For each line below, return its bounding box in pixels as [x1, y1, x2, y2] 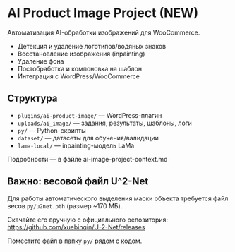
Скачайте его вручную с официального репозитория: [7, 215, 168, 224]
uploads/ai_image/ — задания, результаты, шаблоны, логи [17, 119, 193, 127]
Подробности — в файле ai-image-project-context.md [7, 155, 168, 163]
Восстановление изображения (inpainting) [17, 49, 145, 58]
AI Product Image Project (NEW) [7, 5, 199, 21]
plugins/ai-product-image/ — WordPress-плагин [17, 111, 162, 119]
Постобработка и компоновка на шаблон [17, 64, 143, 73]
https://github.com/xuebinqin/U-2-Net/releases [7, 222, 145, 231]
